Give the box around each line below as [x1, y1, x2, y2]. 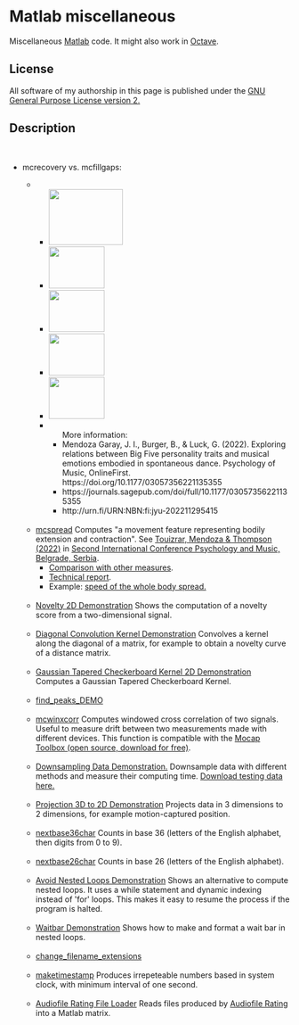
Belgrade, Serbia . [35, 552, 100, 563]
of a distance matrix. [35, 647, 111, 657]
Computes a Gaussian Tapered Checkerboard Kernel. [35, 675, 231, 686]
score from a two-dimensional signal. [35, 609, 173, 620]
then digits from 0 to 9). [35, 837, 123, 847]
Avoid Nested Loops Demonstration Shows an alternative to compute [35, 874, 289, 885]
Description [9, 120, 76, 136]
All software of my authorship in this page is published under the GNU [9, 85, 266, 95]
